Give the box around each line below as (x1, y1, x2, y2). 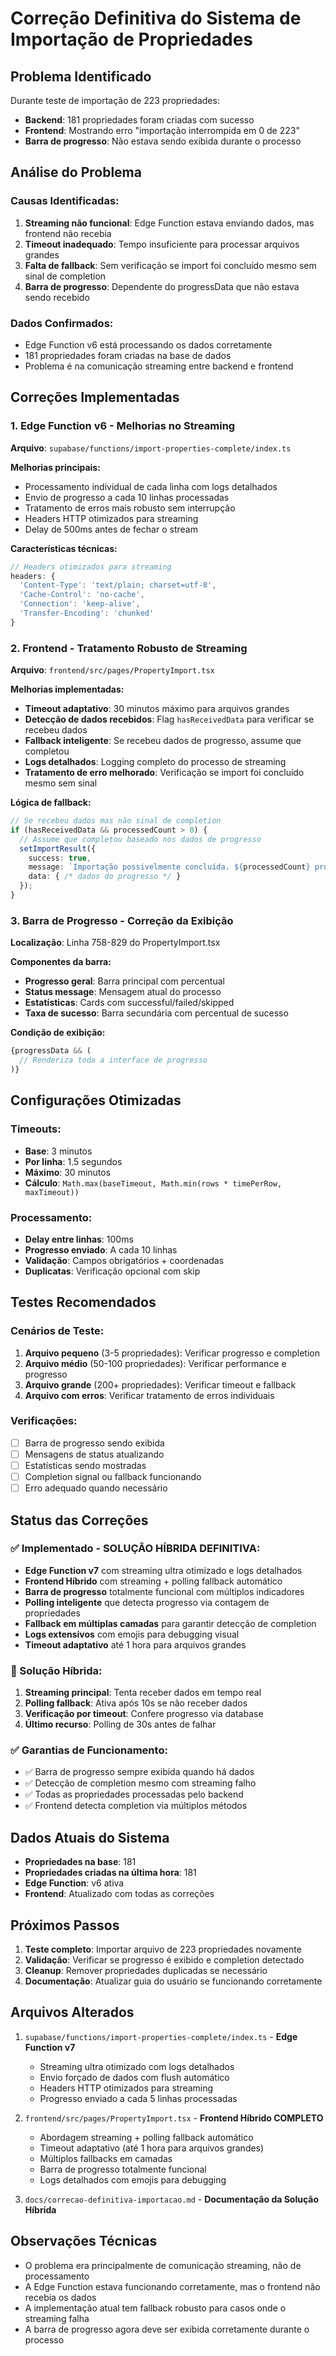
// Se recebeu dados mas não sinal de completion (10, 816, 222, 826)
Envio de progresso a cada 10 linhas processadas (24, 491, 230, 503)
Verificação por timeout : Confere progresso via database (24, 1708, 264, 1720)
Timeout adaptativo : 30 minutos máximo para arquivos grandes (24, 703, 290, 715)
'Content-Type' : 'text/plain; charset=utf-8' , (19, 580, 217, 591)
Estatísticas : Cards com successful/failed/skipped (24, 997, 235, 1009)
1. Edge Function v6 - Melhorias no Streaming (10, 419, 236, 433)
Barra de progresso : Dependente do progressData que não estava (24, 280, 300, 292)
